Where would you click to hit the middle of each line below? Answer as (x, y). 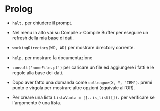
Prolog (19, 9)
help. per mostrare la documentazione (52, 57)
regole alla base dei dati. (38, 72)
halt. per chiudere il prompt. (42, 23)
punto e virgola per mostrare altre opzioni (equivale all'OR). (73, 88)
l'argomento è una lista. (36, 103)
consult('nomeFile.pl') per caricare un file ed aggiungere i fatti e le (83, 67)
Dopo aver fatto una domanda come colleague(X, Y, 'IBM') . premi (82, 82)
